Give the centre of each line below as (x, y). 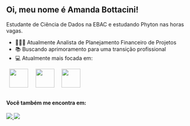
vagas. (14, 31)
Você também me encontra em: (46, 103)
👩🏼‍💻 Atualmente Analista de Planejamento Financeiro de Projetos (96, 42)
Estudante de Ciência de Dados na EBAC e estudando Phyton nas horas (95, 24)
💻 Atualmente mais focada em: (54, 58)
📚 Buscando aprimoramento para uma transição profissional (90, 49)
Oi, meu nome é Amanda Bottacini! (72, 10)
